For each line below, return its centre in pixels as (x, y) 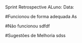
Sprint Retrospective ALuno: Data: (40, 7)
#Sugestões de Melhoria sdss (35, 35)
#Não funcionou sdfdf (28, 26)
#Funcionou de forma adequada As (41, 16)
